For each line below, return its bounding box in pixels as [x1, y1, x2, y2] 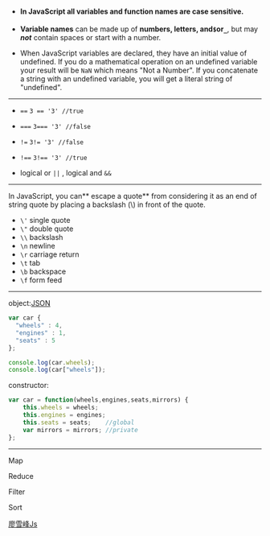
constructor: [8, 381, 50, 390]
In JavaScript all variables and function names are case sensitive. [19, 6, 244, 16]
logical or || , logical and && [19, 168, 112, 178]
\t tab [19, 258, 41, 268]
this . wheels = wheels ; [22, 403, 99, 412]
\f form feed [19, 275, 63, 285]
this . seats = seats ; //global [22, 418, 135, 427]
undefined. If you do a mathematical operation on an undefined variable [19, 57, 258, 67]
